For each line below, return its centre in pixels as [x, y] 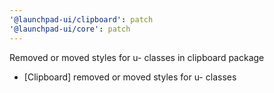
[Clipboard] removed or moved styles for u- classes [130, 77]
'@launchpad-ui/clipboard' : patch [81, 19]
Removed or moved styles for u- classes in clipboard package [137, 57]
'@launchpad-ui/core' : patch [70, 29]
